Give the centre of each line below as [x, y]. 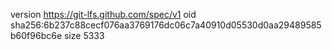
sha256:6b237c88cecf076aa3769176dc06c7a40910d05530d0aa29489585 [166, 25]
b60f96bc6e [36, 35]
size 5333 [84, 35]
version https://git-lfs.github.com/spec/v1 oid [103, 14]
